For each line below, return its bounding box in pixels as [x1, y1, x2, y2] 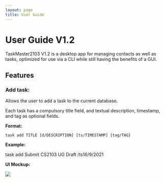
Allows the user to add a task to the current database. [5, 98, 118, 104]
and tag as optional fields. [5, 113, 60, 119]
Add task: [5, 86, 30, 93]
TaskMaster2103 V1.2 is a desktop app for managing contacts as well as [5, 51, 156, 57]
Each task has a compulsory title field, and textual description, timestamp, [5, 108, 160, 114]
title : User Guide [5, 12, 44, 17]
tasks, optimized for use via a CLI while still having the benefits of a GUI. [5, 56, 157, 63]
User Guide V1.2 [5, 34, 75, 46]
